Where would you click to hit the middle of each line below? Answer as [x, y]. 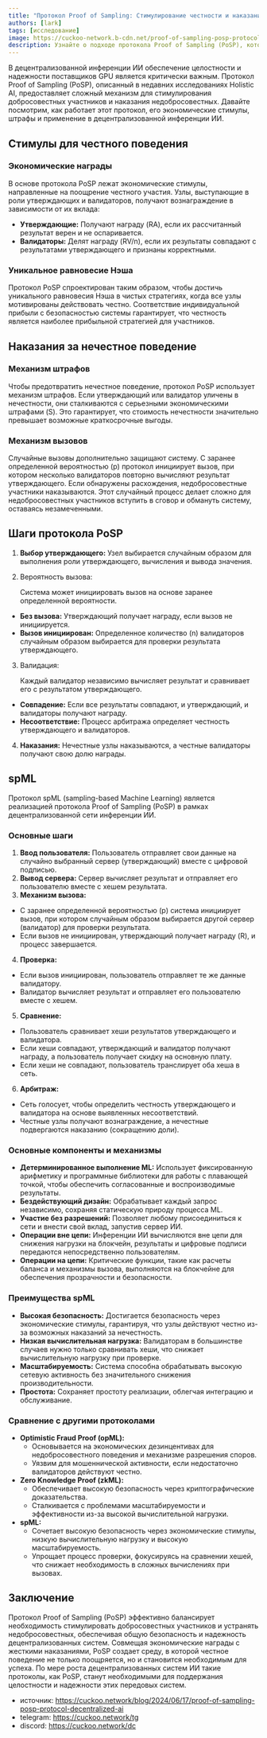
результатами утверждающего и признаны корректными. [118, 249]
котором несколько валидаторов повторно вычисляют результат [119, 475]
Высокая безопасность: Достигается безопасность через [120, 1315]
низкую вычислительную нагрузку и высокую [110, 1539]
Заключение [41, 1598]
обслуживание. [46, 1400]
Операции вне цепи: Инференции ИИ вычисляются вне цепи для [131, 1235]
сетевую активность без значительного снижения [105, 1374]
